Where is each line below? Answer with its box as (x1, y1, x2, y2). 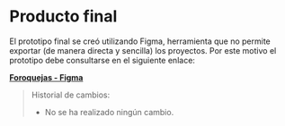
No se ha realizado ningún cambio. (44, 106, 174, 117)
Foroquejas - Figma (9, 71, 84, 82)
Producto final (9, 6, 118, 27)
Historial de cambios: (31, 89, 111, 100)
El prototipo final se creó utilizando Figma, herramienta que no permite (9, 36, 272, 46)
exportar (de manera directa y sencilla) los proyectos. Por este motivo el (9, 45, 277, 55)
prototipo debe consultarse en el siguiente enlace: (9, 55, 196, 65)
